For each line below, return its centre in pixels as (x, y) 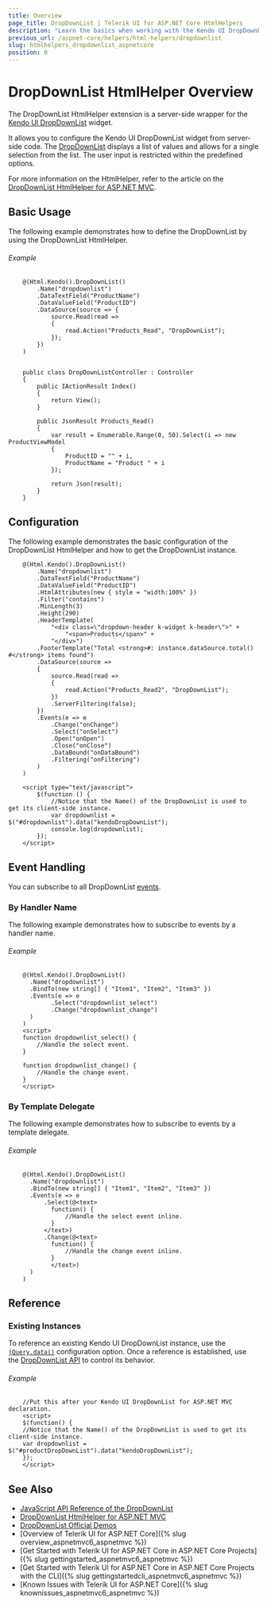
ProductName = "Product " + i (115, 463)
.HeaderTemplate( (65, 620)
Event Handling (47, 867)
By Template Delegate (52, 1106)
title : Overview (35, 16)
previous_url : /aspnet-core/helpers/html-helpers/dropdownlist (115, 38)
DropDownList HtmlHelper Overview (131, 92)
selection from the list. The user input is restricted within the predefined (126, 154)
